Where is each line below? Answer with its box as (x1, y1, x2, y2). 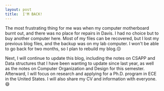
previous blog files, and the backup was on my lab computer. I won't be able (5, 40, 159, 46)
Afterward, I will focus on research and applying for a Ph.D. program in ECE (5, 71, 157, 76)
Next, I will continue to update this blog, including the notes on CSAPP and (5, 55, 156, 61)
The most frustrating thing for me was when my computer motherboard (5, 25, 149, 31)
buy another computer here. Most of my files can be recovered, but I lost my (5, 35, 159, 41)
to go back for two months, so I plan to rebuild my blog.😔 (5, 46, 121, 52)
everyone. (136, 76, 157, 82)
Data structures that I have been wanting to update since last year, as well (5, 60, 154, 66)
